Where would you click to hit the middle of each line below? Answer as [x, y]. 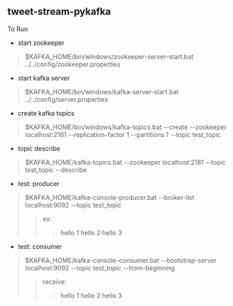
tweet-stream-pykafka [59, 12]
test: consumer [40, 246]
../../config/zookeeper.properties [73, 64]
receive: [55, 282]
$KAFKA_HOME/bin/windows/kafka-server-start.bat [102, 91]
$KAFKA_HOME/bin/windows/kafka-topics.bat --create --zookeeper [125, 127]
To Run [18, 29]
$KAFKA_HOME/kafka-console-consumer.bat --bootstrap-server [121, 260]
